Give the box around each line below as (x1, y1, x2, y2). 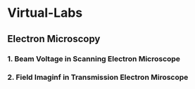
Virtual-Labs (7, 5, 83, 21)
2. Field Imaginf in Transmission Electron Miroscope (7, 72, 189, 82)
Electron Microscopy (7, 33, 101, 45)
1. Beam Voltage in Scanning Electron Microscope (7, 54, 181, 64)
